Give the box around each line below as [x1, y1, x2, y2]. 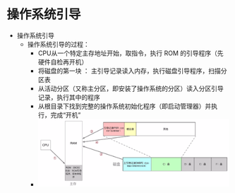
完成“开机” [50, 110, 81, 119]
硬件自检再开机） [37, 57, 88, 66]
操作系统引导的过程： [27, 40, 90, 48]
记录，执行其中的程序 [37, 93, 100, 101]
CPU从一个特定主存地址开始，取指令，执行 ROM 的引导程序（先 [37, 49, 224, 57]
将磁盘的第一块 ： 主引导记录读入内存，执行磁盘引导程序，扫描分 [37, 66, 227, 75]
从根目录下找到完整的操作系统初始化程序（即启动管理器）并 [37, 102, 212, 110]
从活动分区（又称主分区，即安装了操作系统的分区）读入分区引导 [37, 84, 224, 93]
